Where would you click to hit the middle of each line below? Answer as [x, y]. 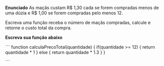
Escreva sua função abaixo [34, 37]
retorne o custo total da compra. [38, 28]
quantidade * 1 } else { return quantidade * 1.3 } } [55, 52]
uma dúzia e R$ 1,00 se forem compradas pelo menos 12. [64, 13]
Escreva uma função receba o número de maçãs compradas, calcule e [78, 23]
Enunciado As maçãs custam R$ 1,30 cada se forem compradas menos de [82, 8]
